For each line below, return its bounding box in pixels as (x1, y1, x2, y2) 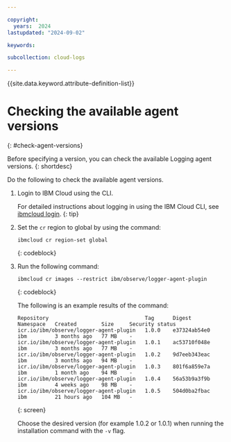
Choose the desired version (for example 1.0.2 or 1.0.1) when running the (17, 419, 224, 427)
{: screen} (17, 406, 46, 414)
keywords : (7, 42, 36, 49)
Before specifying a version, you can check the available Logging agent (7, 155, 212, 163)
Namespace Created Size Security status (17, 321, 176, 328)
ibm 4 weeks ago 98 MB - (17, 382, 133, 389)
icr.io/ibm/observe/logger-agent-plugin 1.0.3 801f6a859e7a (17, 364, 210, 371)
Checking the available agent (7, 103, 179, 119)
